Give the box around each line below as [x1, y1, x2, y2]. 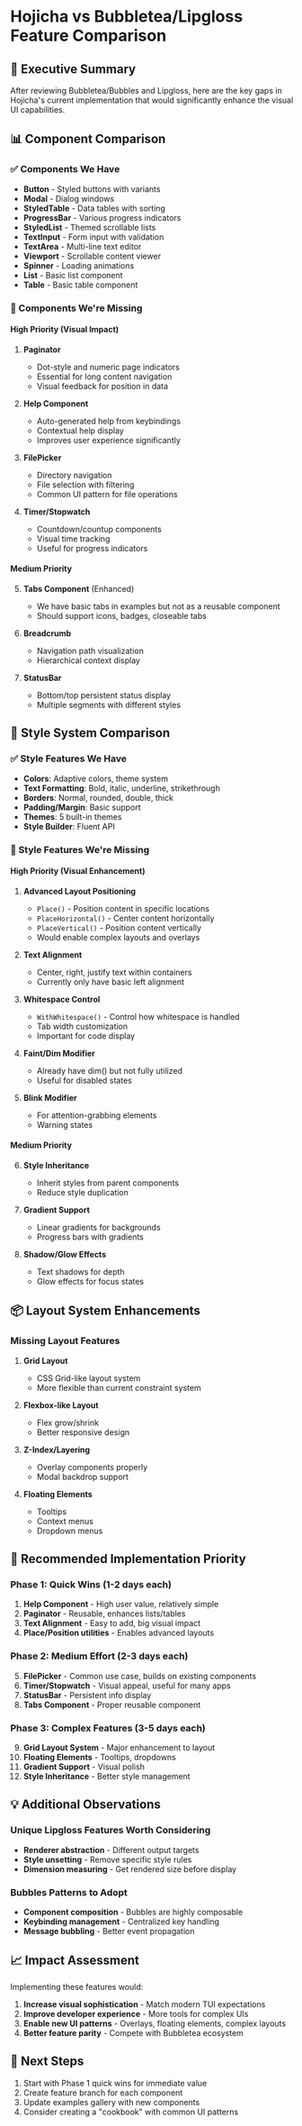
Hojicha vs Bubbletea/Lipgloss [10, 6, 244, 27]
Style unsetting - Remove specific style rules [22, 1854, 192, 1865]
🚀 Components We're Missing [10, 302, 143, 314]
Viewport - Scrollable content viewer [22, 250, 161, 261]
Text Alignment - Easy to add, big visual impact [22, 1618, 201, 1629]
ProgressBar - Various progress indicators [22, 212, 182, 223]
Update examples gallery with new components [22, 2096, 200, 2107]
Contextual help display [36, 425, 124, 436]
